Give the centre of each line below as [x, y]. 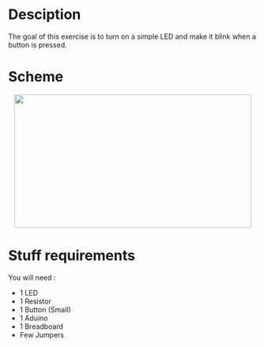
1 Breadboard [41, 326]
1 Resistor [35, 301]
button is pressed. [38, 44]
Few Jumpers [42, 334]
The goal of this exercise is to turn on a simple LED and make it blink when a [132, 36]
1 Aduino [34, 318]
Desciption [45, 15]
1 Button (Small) [45, 309]
